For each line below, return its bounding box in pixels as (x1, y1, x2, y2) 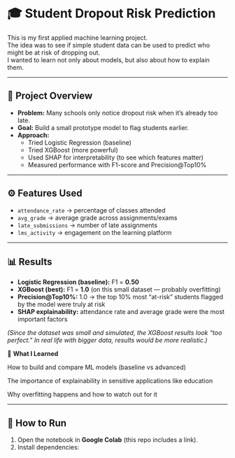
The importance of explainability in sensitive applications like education (7, 377, 213, 385)
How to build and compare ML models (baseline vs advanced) (7, 363, 187, 371)
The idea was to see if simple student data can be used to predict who (7, 41, 211, 49)
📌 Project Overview (7, 90, 93, 102)
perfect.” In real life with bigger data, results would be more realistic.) (7, 336, 208, 345)
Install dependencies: (17, 443, 80, 452)
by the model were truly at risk (17, 300, 106, 308)
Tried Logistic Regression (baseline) (27, 138, 131, 147)
